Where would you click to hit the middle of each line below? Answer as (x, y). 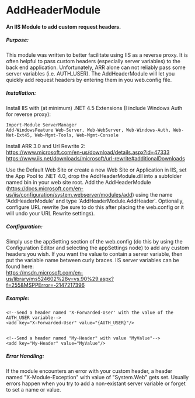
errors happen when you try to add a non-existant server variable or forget (96, 383)
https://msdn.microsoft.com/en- (45, 272)
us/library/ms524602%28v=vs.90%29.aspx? (60, 279)
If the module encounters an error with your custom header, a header (89, 371)
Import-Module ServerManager (41, 125)
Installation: (21, 93)
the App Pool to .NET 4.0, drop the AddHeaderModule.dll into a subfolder (94, 176)
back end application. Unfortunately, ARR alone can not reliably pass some (96, 67)
